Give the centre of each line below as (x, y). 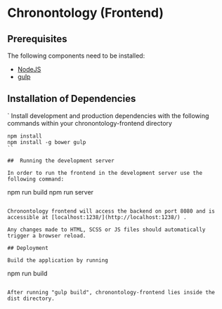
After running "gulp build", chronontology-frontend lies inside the (111, 292)
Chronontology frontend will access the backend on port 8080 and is (111, 211)
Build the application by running (58, 260)
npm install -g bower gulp (47, 142)
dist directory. (31, 298)
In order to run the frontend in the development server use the (105, 173)
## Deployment (28, 248)
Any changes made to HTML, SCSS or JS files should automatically (106, 230)
